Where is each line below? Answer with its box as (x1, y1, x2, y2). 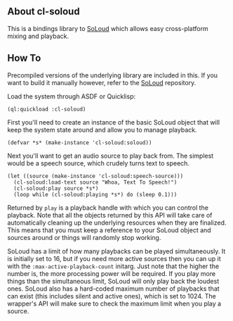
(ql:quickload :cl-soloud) (7, 106, 86, 113)
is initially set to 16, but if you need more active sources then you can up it (7, 254, 221, 263)
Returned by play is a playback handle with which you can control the (7, 203, 209, 212)
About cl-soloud (7, 6, 80, 18)
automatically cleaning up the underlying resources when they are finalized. (7, 218, 227, 227)
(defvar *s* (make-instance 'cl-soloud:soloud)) (7, 139, 152, 146)
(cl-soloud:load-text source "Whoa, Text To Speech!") (13, 179, 178, 186)
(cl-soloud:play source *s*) (13, 184, 99, 192)
